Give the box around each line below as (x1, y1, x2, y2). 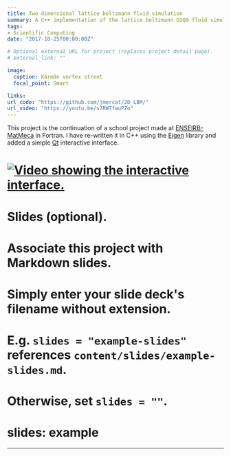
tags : (7, 23, 23, 30)
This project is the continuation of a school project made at (7, 124, 174, 132)
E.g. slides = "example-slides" (7, 333, 187, 349)
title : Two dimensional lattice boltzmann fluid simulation (7, 10, 184, 17)
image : (7, 67, 26, 74)
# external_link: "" (7, 54, 67, 62)
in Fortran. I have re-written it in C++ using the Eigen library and (35, 132, 217, 140)
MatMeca (7, 132, 34, 140)
